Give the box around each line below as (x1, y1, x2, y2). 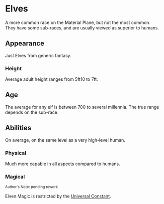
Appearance (5, 39, 45, 48)
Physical (5, 149, 26, 156)
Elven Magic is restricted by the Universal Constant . (5, 193, 111, 200)
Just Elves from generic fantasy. (5, 52, 72, 58)
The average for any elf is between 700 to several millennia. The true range (5, 104, 160, 110)
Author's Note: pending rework (5, 185, 58, 190)
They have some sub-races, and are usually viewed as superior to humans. (5, 24, 159, 30)
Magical (5, 173, 25, 180)
